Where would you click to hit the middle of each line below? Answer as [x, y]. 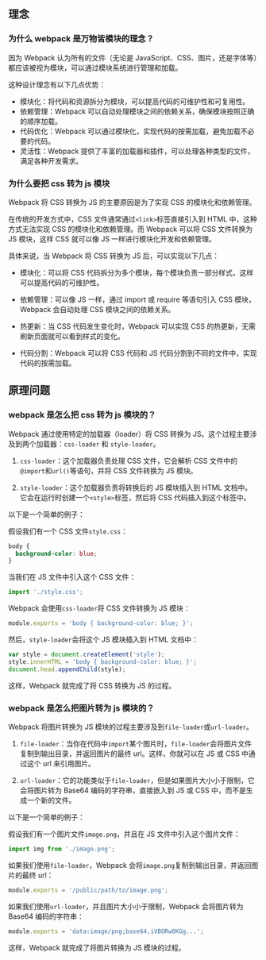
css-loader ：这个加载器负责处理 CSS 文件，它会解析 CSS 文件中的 [129, 461]
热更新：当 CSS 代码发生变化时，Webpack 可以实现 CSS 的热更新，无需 [137, 326]
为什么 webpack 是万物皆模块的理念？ [81, 39]
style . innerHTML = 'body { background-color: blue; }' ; [102, 661]
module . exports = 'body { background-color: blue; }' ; [101, 623]
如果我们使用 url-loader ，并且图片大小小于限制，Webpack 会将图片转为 [126, 906]
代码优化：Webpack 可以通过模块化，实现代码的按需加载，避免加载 [130, 131]
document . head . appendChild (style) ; [67, 669]
